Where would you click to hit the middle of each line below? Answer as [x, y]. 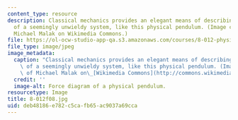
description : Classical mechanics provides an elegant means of [104, 20]
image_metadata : [31, 54]
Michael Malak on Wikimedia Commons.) [71, 34]
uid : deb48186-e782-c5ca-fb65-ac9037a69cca [73, 106]
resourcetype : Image [38, 92]
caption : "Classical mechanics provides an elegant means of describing [123, 60]
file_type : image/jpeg [41, 47]
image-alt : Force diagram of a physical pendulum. [90, 86]
